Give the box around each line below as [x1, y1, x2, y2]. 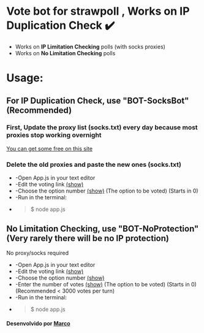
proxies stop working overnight [6, 131, 102, 139]
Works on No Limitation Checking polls [15, 49, 116, 56]
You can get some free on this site [6, 145, 93, 152]
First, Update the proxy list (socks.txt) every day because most [6, 123, 198, 132]
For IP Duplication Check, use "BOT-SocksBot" [6, 95, 189, 105]
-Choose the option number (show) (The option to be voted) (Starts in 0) [15, 187, 198, 194]
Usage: [6, 71, 44, 85]
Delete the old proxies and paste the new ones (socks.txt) [6, 160, 182, 169]
